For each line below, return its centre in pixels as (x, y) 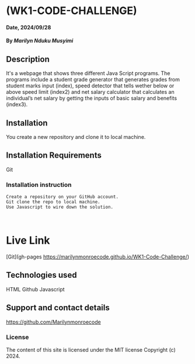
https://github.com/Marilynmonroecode (53, 322)
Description (28, 59)
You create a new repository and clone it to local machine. (76, 137)
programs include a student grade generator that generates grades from (93, 80)
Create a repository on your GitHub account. (62, 197)
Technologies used (41, 275)
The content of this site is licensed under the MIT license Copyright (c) (91, 349)
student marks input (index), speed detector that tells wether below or (90, 86)
